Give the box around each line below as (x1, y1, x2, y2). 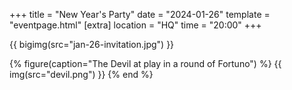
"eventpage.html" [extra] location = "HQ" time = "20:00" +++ (9, 19, 262, 31)
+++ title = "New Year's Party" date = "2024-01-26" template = (9, 9, 271, 20)
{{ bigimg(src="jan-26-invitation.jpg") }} (9, 39, 175, 50)
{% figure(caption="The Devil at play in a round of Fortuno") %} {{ (9, 58, 282, 69)
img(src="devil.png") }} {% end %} (9, 69, 154, 80)
